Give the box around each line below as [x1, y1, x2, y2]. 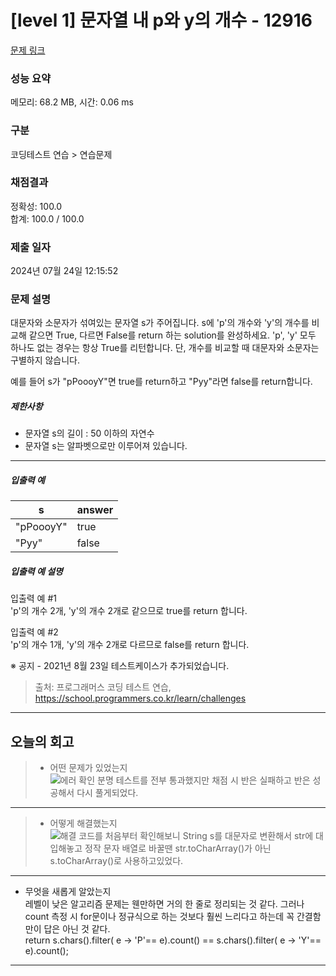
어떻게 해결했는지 [49, 817, 118, 830]
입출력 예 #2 [10, 626, 59, 638]
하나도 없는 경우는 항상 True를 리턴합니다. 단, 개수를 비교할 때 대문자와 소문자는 [10, 342, 320, 354]
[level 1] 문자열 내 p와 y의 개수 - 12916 [10, 9, 313, 32]
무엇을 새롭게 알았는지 [24, 886, 112, 898]
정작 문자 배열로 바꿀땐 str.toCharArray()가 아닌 [84, 842, 272, 855]
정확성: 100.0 [10, 200, 63, 212]
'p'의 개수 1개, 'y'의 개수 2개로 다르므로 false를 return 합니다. [10, 639, 250, 651]
